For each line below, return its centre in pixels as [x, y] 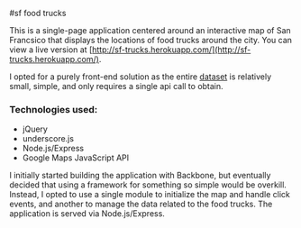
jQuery [35, 129]
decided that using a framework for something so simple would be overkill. [148, 185]
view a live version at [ [51, 50]
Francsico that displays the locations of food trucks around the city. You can [151, 40]
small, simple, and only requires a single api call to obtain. [116, 86]
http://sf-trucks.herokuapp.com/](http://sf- [171, 50]
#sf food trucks [38, 13]
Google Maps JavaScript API [76, 158]
